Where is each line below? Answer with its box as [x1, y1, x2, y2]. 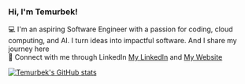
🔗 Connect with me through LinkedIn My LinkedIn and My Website [8, 53, 223, 62]
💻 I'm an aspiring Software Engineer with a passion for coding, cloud [8, 24, 234, 34]
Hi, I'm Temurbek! [8, 6, 78, 17]
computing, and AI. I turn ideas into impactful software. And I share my [8, 36, 238, 46]
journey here [8, 44, 50, 53]
